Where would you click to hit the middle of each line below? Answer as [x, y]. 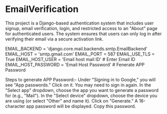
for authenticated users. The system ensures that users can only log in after [83, 33]
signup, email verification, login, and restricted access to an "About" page [81, 28]
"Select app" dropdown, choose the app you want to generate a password [82, 90]
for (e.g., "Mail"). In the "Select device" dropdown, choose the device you [81, 95]
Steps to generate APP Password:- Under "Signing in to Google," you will [80, 79]
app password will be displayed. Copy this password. [81, 106]
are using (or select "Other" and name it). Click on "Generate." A [71, 100]
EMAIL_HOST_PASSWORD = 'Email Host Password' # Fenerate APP [75, 64]
